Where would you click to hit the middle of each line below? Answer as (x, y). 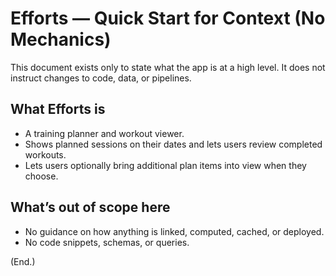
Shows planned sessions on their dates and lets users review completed (173, 144)
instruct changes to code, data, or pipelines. (101, 78)
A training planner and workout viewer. (104, 133)
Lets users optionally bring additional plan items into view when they (165, 165)
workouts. (45, 154)
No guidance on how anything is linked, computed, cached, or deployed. (174, 231)
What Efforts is (58, 109)
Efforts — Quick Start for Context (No (168, 18)
